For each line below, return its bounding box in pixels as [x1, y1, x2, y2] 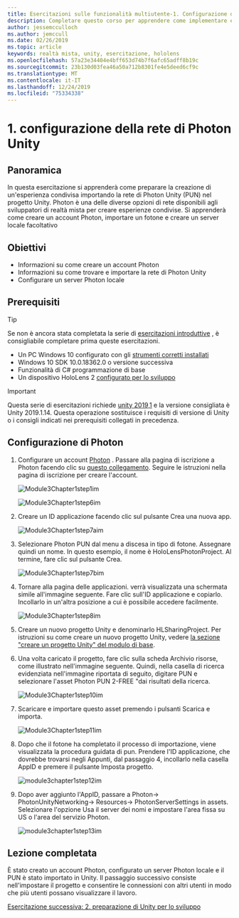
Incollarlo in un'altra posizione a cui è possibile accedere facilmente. [17, 597, 219, 606]
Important [7, 386, 36, 396]
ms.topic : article [7, 43, 62, 51]
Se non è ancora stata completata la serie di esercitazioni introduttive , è [7, 329, 219, 337]
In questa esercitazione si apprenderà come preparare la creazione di [7, 183, 211, 192]
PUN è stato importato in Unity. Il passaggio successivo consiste [7, 874, 197, 882]
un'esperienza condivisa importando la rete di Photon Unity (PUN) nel [7, 190, 212, 200]
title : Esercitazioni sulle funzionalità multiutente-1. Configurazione [7, 10, 228, 18]
